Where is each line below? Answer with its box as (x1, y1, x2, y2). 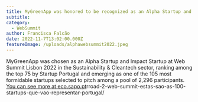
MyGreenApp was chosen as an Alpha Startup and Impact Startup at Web (6, 57, 186, 65)
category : (6, 19, 31, 25)
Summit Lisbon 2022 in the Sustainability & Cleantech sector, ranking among (6, 64, 193, 71)
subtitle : (6, 14, 31, 20)
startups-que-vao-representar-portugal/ (6, 89, 105, 96)
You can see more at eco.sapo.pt (6, 83, 87, 90)
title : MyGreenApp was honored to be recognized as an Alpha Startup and (6, 8, 192, 15)
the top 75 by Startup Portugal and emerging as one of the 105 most (6, 70, 172, 77)
